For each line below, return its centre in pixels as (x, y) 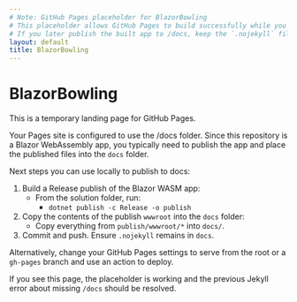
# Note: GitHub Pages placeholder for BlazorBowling (108, 17)
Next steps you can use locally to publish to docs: (100, 171)
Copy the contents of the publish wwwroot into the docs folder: (133, 216)
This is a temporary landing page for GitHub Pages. (103, 118)
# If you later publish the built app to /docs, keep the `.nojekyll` (142, 34)
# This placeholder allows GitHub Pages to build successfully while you (148, 26)
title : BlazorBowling (49, 50)
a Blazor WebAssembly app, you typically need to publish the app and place (148, 145)
